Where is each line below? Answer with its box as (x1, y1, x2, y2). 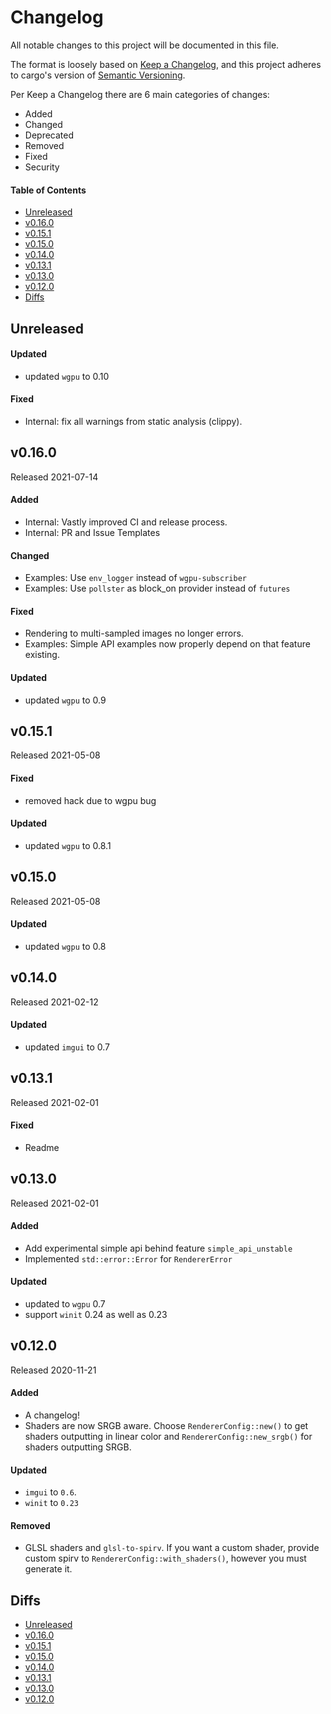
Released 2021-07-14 (10, 471, 99, 483)
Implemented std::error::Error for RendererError (24, 1252, 233, 1265)
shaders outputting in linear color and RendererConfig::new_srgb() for (24, 1431, 313, 1443)
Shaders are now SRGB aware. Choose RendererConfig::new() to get (24, 1420, 309, 1432)
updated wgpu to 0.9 (24, 694, 107, 706)
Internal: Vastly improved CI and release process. (24, 516, 228, 528)
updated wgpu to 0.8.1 (24, 839, 112, 851)
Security (24, 161, 60, 173)
